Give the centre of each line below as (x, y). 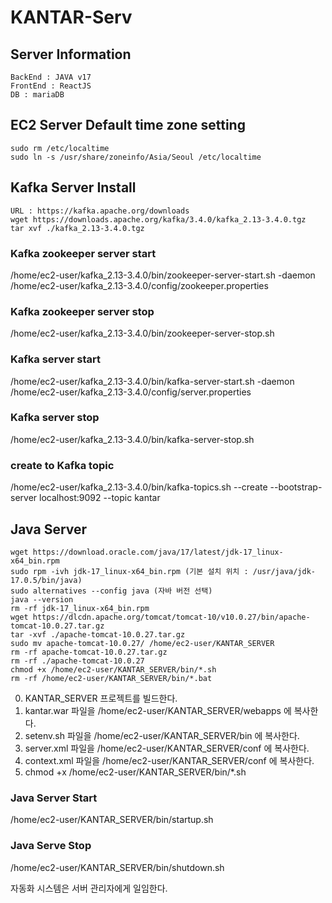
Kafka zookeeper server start (83, 253)
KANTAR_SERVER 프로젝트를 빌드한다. (101, 698)
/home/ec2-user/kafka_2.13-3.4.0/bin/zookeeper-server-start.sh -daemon (163, 275)
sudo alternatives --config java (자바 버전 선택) (111, 591)
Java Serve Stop (51, 846)
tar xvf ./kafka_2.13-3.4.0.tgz (77, 228)
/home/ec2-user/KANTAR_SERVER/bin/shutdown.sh (117, 867)
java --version (42, 599)
